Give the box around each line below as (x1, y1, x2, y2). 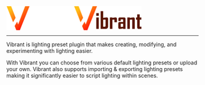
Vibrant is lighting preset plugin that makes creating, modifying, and (6, 41, 177, 48)
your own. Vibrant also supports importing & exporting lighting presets (6, 66, 183, 72)
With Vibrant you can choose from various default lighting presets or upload (6, 59, 198, 66)
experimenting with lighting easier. (6, 47, 93, 54)
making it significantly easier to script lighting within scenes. (6, 72, 159, 79)
